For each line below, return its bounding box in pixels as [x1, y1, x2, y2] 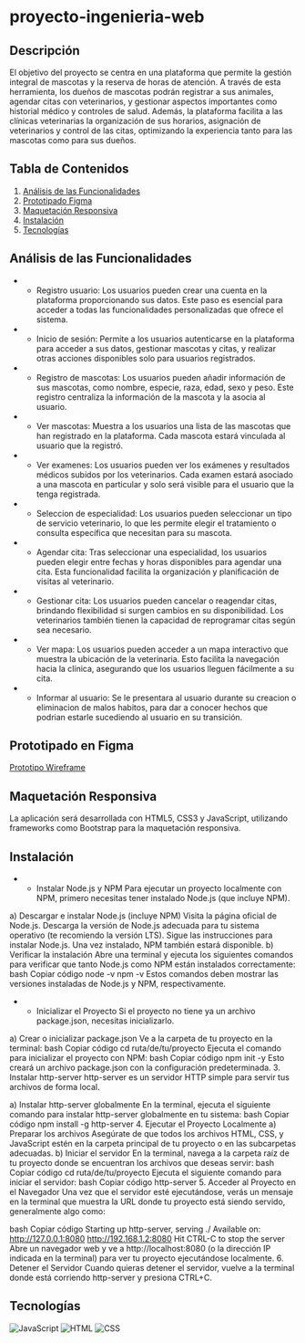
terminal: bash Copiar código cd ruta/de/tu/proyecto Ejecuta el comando [9, 1043, 282, 1054]
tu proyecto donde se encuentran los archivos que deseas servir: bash [9, 1158, 275, 1169]
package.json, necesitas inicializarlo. [36, 1015, 175, 1026]
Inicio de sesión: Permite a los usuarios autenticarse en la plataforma [36, 333, 295, 344]
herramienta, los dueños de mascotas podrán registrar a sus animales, [9, 87, 274, 97]
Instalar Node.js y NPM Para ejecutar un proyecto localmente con [36, 883, 282, 894]
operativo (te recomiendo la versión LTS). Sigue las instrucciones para [9, 929, 273, 941]
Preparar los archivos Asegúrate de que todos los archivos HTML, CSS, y [9, 1128, 284, 1139]
